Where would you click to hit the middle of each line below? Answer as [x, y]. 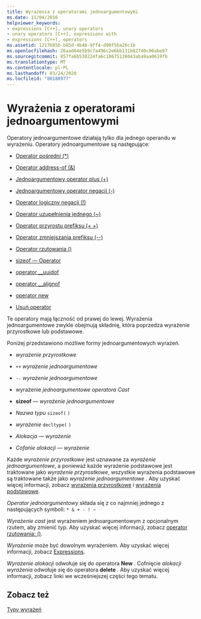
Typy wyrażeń [24, 609]
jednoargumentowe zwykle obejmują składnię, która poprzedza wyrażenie [98, 325]
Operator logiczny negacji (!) [51, 202]
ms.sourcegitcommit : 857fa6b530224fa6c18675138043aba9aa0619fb [87, 56]
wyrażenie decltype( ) [43, 424]
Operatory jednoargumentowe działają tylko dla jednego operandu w [91, 138]
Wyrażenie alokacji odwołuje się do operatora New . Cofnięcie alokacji [94, 563]
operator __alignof [38, 284]
